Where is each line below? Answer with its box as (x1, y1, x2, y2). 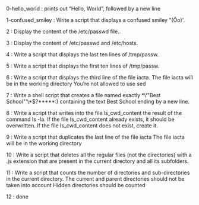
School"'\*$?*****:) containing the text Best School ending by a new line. (6, 98, 190, 105)
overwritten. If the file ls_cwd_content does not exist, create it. (6, 122, 159, 129)
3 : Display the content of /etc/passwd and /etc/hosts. (6, 40, 138, 46)
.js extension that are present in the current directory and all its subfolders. (6, 158, 189, 165)
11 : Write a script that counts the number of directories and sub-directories (6, 169, 190, 176)
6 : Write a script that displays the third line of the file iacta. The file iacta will (6, 74, 193, 81)
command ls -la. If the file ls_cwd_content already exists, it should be (6, 116, 175, 123)
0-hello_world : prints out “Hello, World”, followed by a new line (6, 5, 161, 12)
